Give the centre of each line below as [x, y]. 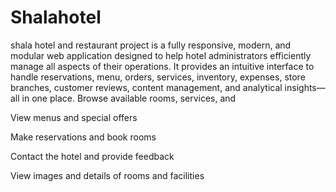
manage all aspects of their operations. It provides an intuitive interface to [162, 66]
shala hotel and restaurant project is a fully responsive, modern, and [151, 45]
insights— [305, 87]
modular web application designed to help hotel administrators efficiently [161, 55]
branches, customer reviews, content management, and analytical [146, 87]
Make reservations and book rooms [83, 137]
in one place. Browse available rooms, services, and [129, 98]
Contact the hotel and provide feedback [92, 156]
